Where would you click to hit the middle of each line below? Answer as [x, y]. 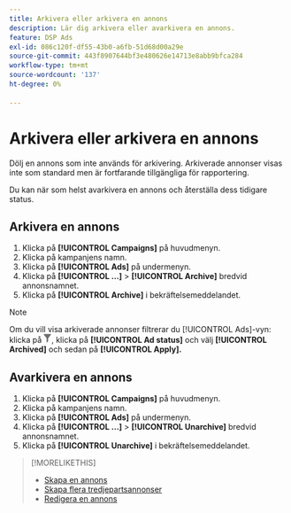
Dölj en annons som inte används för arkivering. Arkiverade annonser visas [146, 163]
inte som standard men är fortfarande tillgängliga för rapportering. [129, 172]
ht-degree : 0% [35, 84]
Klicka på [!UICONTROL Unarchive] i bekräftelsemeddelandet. [136, 446]
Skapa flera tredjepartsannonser [103, 490]
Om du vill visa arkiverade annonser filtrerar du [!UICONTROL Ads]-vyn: [140, 330]
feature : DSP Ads [41, 37]
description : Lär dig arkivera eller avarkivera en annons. [123, 28]
